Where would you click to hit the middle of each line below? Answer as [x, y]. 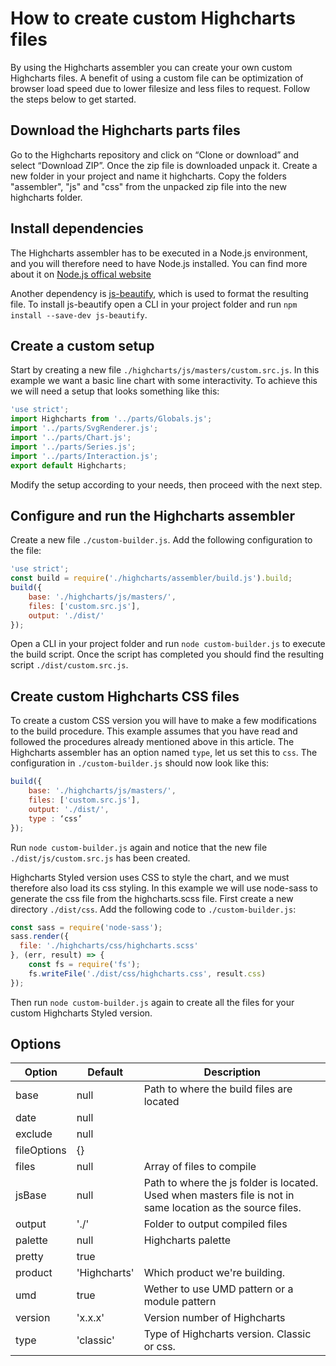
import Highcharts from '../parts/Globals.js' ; [111, 419]
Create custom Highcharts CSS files [125, 696]
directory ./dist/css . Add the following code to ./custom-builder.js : [153, 909]
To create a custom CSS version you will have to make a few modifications [163, 721]
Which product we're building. [214, 1273]
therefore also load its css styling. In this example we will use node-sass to [164, 888]
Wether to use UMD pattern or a [218, 1289]
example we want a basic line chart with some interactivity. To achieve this [164, 381]
